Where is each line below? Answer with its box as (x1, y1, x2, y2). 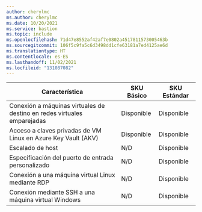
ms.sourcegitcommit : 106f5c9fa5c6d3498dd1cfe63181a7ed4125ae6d (6, 43, 168, 49)
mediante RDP (9, 178, 50, 187)
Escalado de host (9, 144, 58, 152)
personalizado (9, 161, 50, 169)
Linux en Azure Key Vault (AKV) (9, 134, 99, 142)
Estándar (162, 92, 189, 100)
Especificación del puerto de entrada (9, 154, 114, 162)
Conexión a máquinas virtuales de (9, 102, 105, 110)
